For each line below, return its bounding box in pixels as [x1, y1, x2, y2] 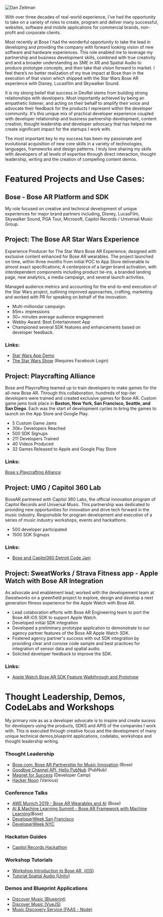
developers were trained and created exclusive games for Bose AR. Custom [5, 395, 157, 401]
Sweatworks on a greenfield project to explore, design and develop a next [5, 595, 153, 601]
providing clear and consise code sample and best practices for [12, 641, 140, 646]
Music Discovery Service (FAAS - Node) [12, 906, 93, 912]
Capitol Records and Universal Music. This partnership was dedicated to [5, 502, 150, 507]
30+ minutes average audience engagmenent [12, 313, 104, 319]
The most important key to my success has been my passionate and [5, 136, 142, 141]
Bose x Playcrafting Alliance [5, 469, 61, 475]
